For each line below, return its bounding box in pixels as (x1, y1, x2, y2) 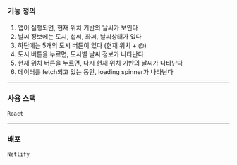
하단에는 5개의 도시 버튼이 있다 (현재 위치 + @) (17, 41, 147, 50)
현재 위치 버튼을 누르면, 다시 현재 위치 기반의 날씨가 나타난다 (17, 59, 183, 68)
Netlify (7, 150, 30, 158)
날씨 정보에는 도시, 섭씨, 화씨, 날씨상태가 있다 (17, 32, 142, 41)
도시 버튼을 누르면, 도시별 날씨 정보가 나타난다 (17, 50, 145, 59)
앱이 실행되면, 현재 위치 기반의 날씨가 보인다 (17, 23, 139, 32)
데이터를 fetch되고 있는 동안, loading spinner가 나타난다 (17, 68, 174, 76)
